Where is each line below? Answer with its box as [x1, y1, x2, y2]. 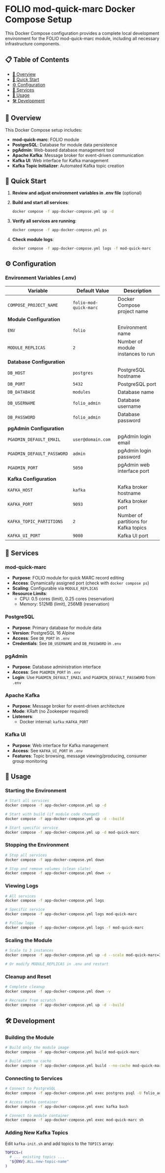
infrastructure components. [5, 40, 60, 46]
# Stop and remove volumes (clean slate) [5, 866, 91, 871]
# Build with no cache [5, 1059, 52, 1064]
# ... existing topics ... [9, 1155, 65, 1160]
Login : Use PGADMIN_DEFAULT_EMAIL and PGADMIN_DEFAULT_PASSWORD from [12, 674, 156, 680]
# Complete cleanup [5, 985, 45, 990]
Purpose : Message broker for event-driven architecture [12, 703, 125, 709]
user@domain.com [73, 436, 111, 442]
